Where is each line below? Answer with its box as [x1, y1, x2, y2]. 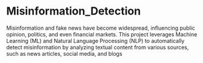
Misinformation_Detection [6, 4, 141, 18]
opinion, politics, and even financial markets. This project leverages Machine [6, 30, 198, 38]
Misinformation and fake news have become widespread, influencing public [6, 24, 196, 31]
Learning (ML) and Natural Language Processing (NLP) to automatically [6, 37, 185, 44]
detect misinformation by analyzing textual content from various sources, [6, 44, 189, 51]
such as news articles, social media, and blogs [6, 50, 122, 57]
